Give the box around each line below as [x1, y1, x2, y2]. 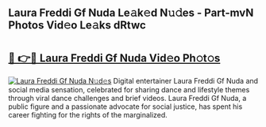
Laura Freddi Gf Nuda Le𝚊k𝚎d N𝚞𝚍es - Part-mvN [8, 6, 254, 20]
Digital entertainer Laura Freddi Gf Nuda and [113, 77, 259, 85]
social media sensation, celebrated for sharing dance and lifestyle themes [8, 85, 250, 94]
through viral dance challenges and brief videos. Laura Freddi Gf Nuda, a [8, 94, 247, 103]
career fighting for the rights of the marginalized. [8, 110, 168, 119]
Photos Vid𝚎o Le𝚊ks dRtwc [8, 19, 147, 32]
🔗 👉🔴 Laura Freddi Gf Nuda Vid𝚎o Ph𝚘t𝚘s [8, 51, 221, 65]
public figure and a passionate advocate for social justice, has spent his [8, 102, 243, 111]
